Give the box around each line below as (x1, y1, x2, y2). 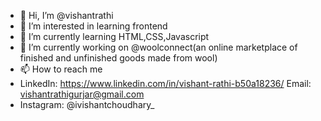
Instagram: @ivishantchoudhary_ (19, 99, 155, 110)
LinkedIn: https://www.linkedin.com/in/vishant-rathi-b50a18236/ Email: (19, 78, 312, 89)
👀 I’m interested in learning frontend (19, 20, 168, 32)
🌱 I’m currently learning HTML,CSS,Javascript (19, 31, 210, 42)
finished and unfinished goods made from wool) (19, 52, 218, 64)
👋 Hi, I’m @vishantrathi (19, 10, 114, 21)
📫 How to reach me (19, 63, 103, 75)
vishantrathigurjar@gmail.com (19, 88, 145, 100)
